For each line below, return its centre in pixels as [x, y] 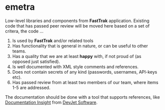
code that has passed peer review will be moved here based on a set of [77, 26]
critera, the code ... [24, 31]
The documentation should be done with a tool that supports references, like [82, 97]
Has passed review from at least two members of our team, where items [85, 82]
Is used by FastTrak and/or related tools [53, 40]
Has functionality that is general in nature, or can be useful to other [80, 46]
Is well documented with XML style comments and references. [75, 67]
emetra [20, 7]
